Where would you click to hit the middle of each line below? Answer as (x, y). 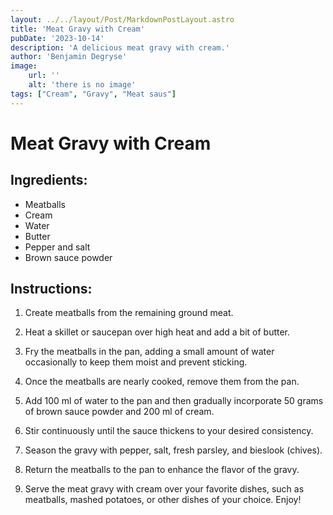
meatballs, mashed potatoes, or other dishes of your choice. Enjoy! (163, 500)
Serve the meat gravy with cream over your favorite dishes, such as (164, 489)
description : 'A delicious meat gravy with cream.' (120, 47)
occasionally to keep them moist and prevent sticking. (136, 362)
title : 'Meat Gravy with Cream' (77, 29)
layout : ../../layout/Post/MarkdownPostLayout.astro (122, 19)
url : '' (44, 76)
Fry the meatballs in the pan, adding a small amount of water (149, 352)
